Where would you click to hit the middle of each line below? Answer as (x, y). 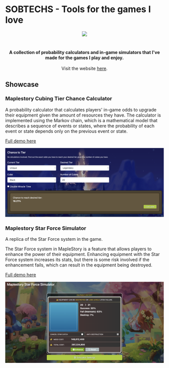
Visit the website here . (84, 69)
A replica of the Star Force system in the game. (54, 239)
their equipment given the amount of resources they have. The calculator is (83, 115)
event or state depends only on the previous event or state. (66, 131)
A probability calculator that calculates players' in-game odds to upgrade (81, 110)
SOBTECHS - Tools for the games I (78, 9)
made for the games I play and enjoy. (84, 58)
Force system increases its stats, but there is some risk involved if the (77, 260)
